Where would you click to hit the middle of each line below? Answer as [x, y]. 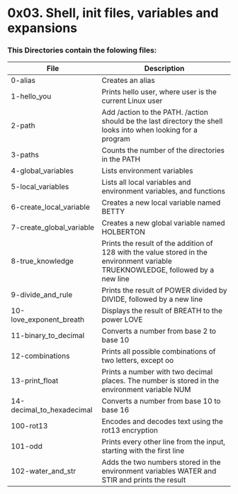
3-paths [25, 155]
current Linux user [132, 101]
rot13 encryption [130, 430]
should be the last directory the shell [162, 121]
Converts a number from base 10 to [161, 401]
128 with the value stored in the [154, 252]
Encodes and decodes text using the [162, 422]
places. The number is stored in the [160, 381]
